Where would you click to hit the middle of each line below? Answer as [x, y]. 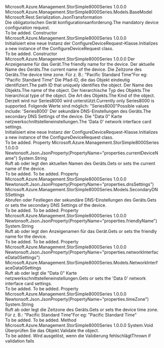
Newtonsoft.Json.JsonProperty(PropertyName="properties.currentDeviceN [82, 153]
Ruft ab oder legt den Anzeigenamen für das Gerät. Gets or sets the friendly [81, 231]
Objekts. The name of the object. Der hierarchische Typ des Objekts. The [78, 90]
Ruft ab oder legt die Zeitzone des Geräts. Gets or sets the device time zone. [82, 310]
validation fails [20, 341]
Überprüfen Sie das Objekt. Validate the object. [52, 331]
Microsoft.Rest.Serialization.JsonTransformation [54, 17]
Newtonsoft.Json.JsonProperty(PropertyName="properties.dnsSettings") [80, 184]
